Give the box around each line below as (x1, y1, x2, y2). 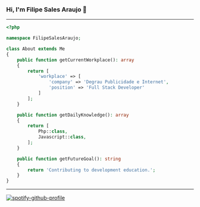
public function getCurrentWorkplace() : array (17, 57, 135, 63)
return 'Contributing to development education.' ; (27, 167, 156, 173)
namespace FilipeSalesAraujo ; (6, 35, 82, 41)
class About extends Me (6, 46, 65, 52)
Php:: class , (37, 128, 68, 134)
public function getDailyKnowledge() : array (17, 112, 129, 118)
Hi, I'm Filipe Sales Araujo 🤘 (6, 5, 87, 14)
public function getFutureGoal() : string (17, 156, 121, 162)
